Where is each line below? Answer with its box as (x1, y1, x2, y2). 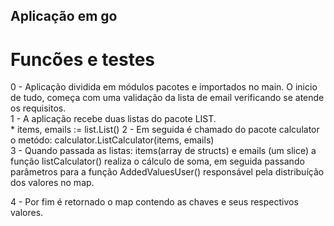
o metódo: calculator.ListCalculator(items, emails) (10, 134, 215, 146)
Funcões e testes (10, 48, 155, 71)
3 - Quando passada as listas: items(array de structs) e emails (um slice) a (10, 145, 317, 157)
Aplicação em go (10, 8, 118, 25)
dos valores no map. (10, 177, 95, 189)
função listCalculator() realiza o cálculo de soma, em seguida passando (10, 155, 305, 168)
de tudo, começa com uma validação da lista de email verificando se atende (10, 92, 325, 104)
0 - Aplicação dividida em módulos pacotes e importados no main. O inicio (10, 81, 318, 93)
